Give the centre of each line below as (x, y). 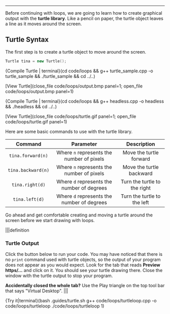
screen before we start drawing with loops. (50, 220)
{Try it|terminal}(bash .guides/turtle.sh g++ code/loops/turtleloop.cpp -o (81, 300)
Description (141, 144)
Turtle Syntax (27, 40)
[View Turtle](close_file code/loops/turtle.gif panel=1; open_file (71, 116)
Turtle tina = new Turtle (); (36, 61)
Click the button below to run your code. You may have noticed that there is (84, 254)
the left (141, 202)
